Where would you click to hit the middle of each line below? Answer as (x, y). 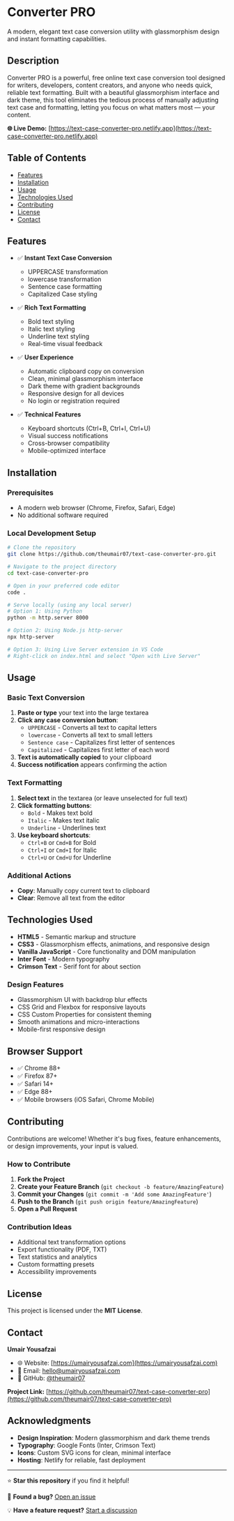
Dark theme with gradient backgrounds (84, 386)
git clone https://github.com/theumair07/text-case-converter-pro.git (112, 554)
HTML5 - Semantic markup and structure (77, 936)
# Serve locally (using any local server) (70, 605)
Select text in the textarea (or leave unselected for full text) (102, 798)
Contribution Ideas (39, 1227)
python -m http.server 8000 (48, 618)
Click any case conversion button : (68, 720)
